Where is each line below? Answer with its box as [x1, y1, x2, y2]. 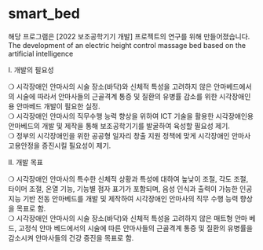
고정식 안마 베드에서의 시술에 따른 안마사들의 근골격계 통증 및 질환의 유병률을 [18, 223, 254, 233]
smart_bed [8, 5, 80, 23]
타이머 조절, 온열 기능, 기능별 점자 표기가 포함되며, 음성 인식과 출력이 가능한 [8, 184, 238, 193]
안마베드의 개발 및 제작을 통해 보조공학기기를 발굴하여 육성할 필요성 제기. [8, 121, 230, 131]
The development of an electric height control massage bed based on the [8, 40, 246, 50]
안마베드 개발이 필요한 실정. [16, 101, 100, 111]
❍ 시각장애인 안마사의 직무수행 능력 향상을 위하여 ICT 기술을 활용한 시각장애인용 [8, 111, 254, 120]
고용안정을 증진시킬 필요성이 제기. [8, 141, 111, 150]
